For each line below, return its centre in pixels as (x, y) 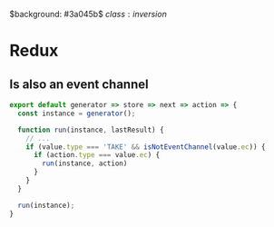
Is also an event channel (79, 84)
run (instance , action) (85, 163)
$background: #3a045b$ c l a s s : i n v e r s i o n (88, 14)
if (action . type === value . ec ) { (97, 155)
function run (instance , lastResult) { (91, 130)
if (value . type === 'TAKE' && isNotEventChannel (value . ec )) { (146, 147)
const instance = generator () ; (77, 113)
